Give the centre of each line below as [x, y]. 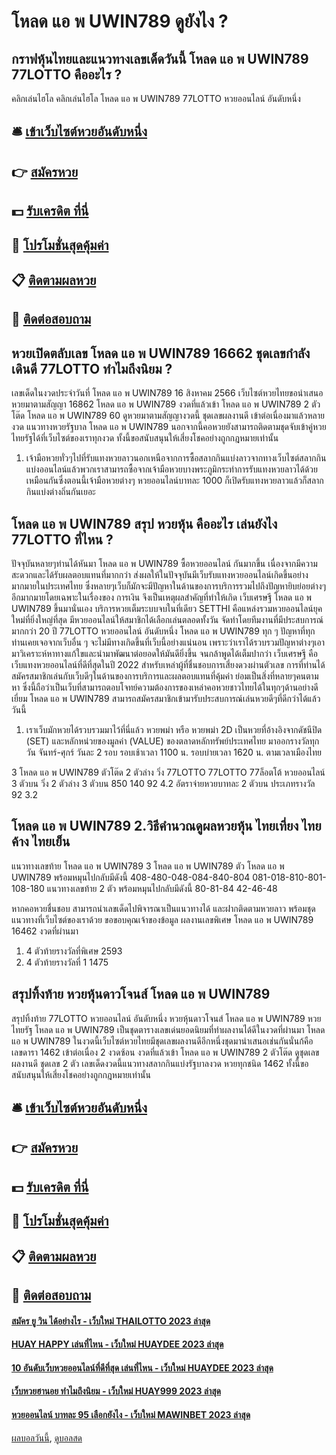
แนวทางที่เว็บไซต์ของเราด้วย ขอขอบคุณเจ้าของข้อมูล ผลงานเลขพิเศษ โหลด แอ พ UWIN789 [162, 919]
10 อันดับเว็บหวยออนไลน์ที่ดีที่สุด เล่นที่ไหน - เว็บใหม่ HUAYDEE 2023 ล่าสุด [142, 1367]
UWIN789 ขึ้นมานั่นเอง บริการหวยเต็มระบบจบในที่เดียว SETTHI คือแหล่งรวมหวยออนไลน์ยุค [167, 608]
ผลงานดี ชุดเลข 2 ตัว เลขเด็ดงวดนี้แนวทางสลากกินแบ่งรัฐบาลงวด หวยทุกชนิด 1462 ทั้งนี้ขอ [160, 1063]
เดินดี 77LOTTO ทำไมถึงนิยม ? [92, 368]
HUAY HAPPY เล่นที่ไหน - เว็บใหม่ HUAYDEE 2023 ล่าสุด [117, 1344]
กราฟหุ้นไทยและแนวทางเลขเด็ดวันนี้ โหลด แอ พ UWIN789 [160, 58]
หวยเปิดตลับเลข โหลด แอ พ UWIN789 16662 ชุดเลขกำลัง [161, 353]
